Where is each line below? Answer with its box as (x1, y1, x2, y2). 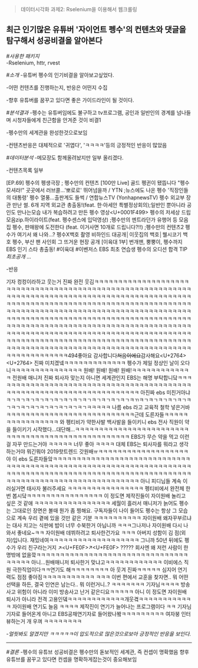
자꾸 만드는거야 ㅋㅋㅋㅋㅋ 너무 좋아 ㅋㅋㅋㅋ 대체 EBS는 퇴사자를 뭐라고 (12, 440, 178, 448)
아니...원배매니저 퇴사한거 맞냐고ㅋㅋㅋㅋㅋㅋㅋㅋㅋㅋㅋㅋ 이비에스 (31, 558, 183, 566)
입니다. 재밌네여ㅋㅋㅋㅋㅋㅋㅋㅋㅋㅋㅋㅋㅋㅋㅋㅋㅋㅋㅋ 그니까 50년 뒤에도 (12, 536, 183, 543)
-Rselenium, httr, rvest (6, 59, 60, 66)
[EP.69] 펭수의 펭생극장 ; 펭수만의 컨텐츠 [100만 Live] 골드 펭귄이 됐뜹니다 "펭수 (6, 179, 190, 186)
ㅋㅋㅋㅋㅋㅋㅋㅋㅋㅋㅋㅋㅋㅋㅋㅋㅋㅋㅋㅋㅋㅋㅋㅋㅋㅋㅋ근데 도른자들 (6, 410, 164, 418)
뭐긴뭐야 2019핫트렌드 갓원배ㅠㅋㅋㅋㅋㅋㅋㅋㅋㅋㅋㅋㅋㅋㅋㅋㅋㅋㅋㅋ (26, 448, 189, 455)
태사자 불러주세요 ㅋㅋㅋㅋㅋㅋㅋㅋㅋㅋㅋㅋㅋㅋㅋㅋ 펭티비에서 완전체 (26, 484, 184, 492)
